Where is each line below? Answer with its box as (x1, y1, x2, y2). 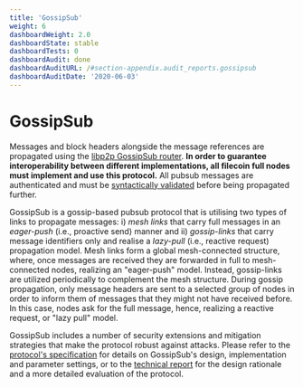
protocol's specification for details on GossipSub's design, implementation (9, 349, 287, 360)
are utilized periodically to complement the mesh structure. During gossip (9, 273, 283, 285)
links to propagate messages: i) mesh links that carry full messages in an (9, 216, 281, 227)
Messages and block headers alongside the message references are (9, 141, 265, 152)
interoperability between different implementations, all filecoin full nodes (9, 160, 291, 171)
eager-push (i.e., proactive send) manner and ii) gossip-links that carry (9, 225, 274, 236)
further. (9, 189, 38, 200)
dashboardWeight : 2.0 (9, 30, 91, 39)
